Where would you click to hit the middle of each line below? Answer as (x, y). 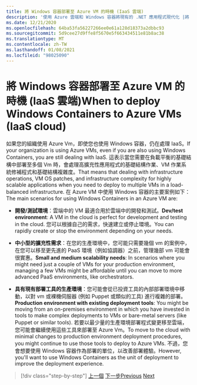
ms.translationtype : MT (35, 39)
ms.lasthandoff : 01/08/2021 (41, 50)
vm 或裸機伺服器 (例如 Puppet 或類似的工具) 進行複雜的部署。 (111, 296)
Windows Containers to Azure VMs (94, 114)
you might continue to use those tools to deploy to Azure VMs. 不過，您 (101, 343)
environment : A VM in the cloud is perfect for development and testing (101, 217)
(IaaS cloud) (36, 126)
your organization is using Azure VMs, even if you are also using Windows (96, 150)
